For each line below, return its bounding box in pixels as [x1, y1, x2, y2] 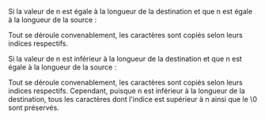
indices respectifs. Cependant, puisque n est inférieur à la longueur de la [8, 86, 245, 96]
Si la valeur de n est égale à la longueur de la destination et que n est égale [8, 7, 253, 16]
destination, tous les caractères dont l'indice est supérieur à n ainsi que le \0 [8, 95, 257, 103]
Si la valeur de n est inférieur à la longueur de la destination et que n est [8, 54, 243, 63]
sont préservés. [8, 103, 59, 112]
